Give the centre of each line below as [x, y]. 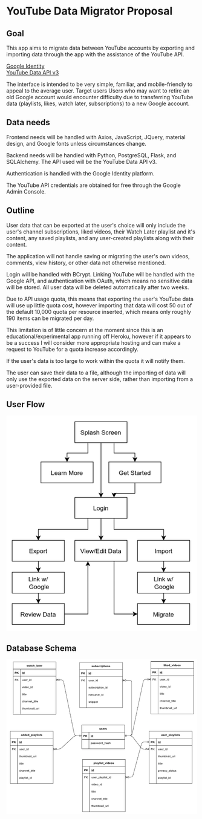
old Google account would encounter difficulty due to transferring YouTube [100, 97]
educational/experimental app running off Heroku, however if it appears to [99, 336]
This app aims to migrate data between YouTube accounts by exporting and [101, 48]
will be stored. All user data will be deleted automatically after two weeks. [98, 287]
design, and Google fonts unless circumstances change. [77, 143]
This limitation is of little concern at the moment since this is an [85, 330]
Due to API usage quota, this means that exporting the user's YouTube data [100, 299]
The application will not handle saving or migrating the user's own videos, [98, 256]
